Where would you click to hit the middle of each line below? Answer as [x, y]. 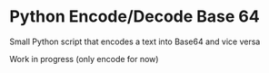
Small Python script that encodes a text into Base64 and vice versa [135, 41]
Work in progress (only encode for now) [84, 59]
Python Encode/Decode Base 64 [135, 17]
